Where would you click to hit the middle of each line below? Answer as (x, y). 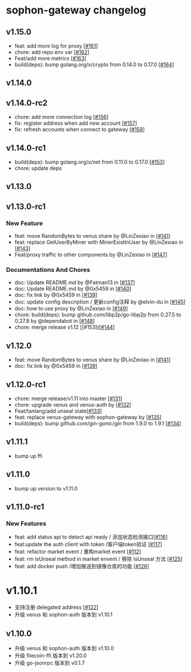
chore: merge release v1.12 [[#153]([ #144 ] (65, 327)
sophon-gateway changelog (76, 10)
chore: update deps (38, 168)
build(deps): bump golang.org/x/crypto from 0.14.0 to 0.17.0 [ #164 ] (94, 64)
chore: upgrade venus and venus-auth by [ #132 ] (73, 405)
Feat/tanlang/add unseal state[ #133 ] (58, 411)
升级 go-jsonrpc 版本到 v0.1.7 (50, 663)
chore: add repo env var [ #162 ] (52, 52)
